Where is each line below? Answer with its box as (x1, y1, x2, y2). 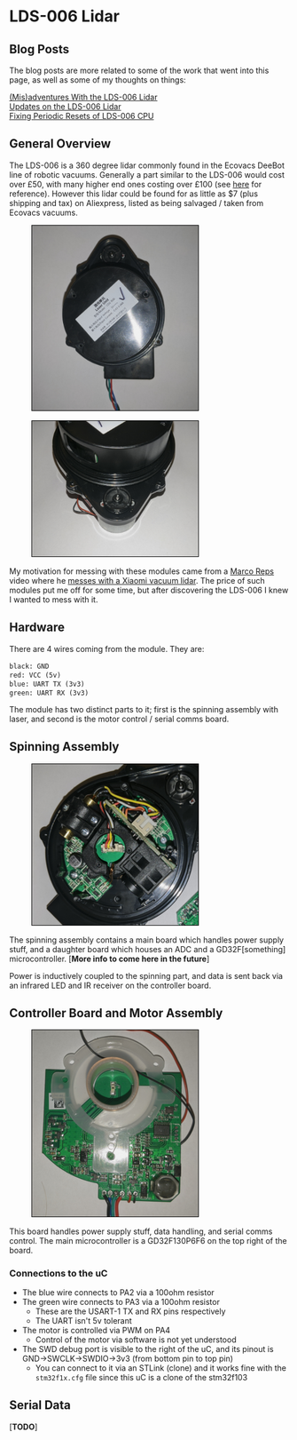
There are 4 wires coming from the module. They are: (9, 643, 205, 654)
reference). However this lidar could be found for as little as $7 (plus (9, 188, 259, 199)
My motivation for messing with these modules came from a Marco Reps (9, 566, 275, 577)
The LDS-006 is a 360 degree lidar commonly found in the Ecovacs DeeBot (9, 160, 285, 171)
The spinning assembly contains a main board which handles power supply (9, 935, 285, 945)
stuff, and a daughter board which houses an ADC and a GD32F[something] (9, 943, 286, 954)
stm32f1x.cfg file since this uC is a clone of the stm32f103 (35, 1372, 248, 1383)
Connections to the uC (9, 1267, 108, 1279)
